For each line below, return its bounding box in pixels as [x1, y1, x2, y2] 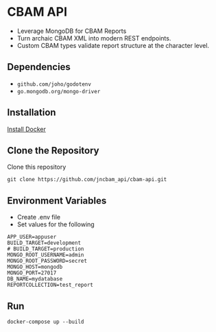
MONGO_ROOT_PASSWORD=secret [7, 258, 88, 265]
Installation [7, 107, 56, 119]
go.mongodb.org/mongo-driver [16, 88, 101, 95]
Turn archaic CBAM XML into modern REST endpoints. [16, 34, 171, 42]
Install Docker [7, 125, 46, 133]
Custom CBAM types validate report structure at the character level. [16, 41, 210, 49]
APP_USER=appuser [7, 234, 57, 241]
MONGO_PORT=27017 [7, 270, 57, 276]
